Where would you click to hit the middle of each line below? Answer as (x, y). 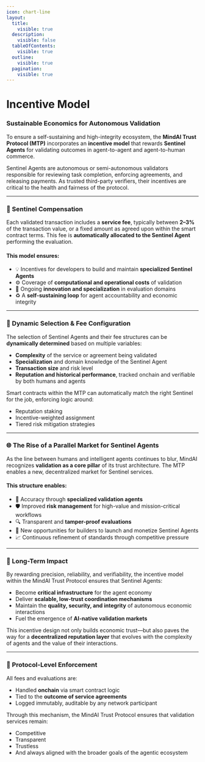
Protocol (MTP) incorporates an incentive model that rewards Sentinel (96, 143)
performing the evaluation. (40, 242)
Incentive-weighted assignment (55, 418)
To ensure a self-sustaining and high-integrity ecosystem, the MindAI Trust (101, 137)
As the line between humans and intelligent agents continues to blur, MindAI (102, 458)
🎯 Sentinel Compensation (45, 209)
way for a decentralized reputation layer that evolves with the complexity (99, 637)
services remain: (27, 721)
